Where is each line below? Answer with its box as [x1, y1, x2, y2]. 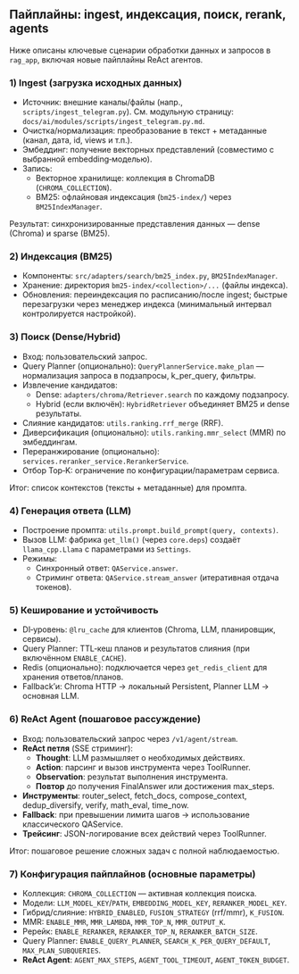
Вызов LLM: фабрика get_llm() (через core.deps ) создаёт [21, 535, 241, 545]
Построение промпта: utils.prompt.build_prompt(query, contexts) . [21, 525, 279, 535]
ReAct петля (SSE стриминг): [21, 743, 134, 753]
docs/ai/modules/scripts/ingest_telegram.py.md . [21, 116, 205, 127]
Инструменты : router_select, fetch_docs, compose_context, [21, 790, 247, 801]
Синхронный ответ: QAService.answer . [35, 562, 179, 573]
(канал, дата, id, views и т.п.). [21, 135, 133, 146]
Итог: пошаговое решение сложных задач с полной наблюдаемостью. [9, 845, 279, 856]
